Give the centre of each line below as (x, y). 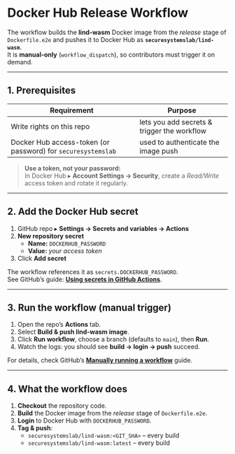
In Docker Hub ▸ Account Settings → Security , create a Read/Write (122, 176)
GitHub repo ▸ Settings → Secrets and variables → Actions (103, 228)
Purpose (182, 110)
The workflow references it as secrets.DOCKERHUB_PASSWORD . (93, 271)
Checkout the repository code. (62, 406)
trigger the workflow (173, 131)
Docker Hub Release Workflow (98, 13)
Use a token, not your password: (72, 168)
